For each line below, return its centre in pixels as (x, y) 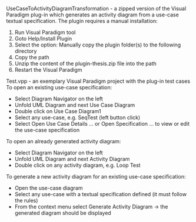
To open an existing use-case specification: (59, 87)
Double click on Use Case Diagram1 (58, 111)
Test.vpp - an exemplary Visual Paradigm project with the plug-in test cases (98, 81)
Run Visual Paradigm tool (45, 32)
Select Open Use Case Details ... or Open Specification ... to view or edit (102, 124)
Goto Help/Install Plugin (43, 38)
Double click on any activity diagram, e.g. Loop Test (77, 165)
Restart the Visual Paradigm (48, 70)
